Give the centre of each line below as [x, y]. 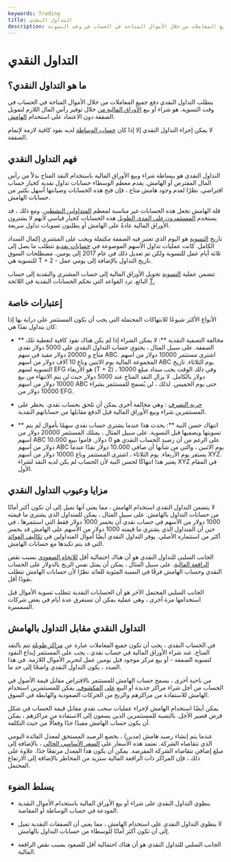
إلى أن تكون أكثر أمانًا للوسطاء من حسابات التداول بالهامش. [94, 831]
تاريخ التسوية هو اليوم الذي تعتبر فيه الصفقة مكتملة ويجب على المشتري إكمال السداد [115, 239]
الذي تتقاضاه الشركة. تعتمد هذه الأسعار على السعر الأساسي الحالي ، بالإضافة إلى [110, 743]
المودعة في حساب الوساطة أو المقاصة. [68, 810]
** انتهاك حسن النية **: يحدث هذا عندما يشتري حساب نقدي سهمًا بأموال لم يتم [118, 425]
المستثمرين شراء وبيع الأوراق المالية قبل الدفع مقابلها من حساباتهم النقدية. [112, 412]
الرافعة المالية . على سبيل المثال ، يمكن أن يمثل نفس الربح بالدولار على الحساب [109, 564]
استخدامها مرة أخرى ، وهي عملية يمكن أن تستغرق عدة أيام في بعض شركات [105, 599]
